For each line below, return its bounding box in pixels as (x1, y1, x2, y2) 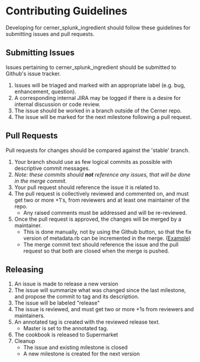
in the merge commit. (14, 177, 67, 184)
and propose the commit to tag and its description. (14, 293, 140, 300)
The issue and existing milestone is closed (23, 344, 128, 351)
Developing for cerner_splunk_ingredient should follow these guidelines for (5, 24, 191, 31)
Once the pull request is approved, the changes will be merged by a (14, 215, 182, 223)
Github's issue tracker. (5, 70, 61, 77)
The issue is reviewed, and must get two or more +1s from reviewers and (14, 306, 194, 313)
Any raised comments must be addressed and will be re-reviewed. (23, 209, 187, 216)
